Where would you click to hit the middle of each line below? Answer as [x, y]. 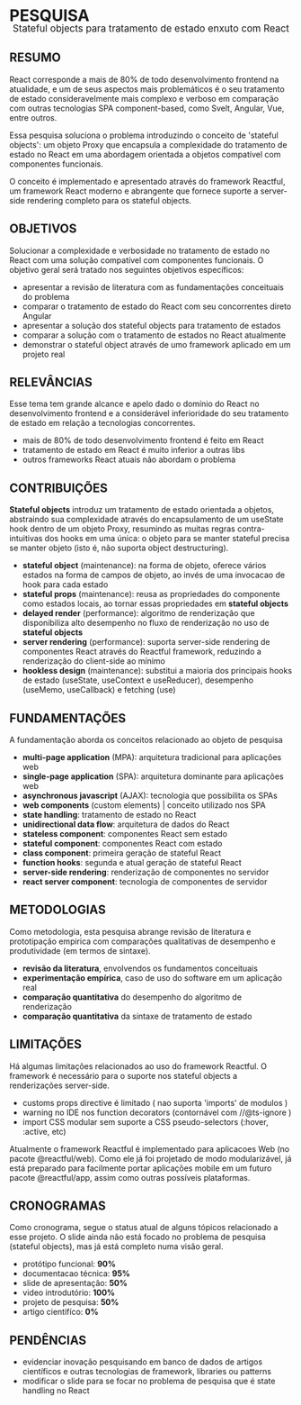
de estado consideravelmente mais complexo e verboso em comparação [144, 98]
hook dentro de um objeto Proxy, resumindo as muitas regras [122, 529]
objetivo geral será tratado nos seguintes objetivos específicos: [127, 269]
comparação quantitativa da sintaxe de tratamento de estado [137, 1016]
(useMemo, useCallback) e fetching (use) [99, 690]
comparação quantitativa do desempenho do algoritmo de [132, 997]
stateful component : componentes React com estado [122, 843]
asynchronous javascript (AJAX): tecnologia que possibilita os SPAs [150, 795]
